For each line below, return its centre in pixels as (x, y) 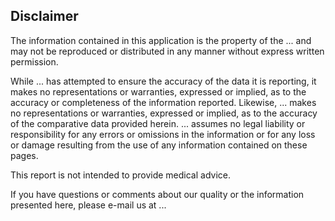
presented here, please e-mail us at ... (88, 205)
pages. (24, 155)
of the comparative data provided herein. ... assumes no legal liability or (158, 123)
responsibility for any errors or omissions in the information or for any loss (163, 134)
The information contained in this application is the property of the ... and (161, 40)
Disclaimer (44, 16)
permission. (34, 61)
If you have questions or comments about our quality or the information (157, 194)
